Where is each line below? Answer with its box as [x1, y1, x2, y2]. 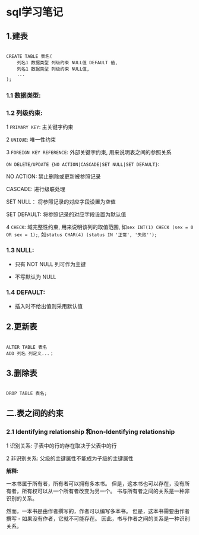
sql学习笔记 [6, 5, 64, 19]
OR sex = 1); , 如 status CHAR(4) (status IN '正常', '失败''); [6, 231, 157, 238]
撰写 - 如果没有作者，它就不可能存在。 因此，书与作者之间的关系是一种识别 [6, 515, 190, 523]
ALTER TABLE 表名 [6, 344, 48, 350]
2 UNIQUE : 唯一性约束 [6, 136, 56, 143]
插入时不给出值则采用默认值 [14, 302, 83, 309]
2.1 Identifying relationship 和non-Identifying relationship [6, 427, 175, 436]
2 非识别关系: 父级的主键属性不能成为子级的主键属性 [6, 455, 134, 462]
